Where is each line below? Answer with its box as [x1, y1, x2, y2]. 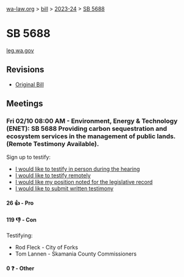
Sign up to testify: [6, 153, 51, 161]
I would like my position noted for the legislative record [15, 179, 153, 186]
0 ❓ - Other [6, 264, 35, 271]
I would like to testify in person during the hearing [15, 165, 140, 173]
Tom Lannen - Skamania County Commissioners [15, 250, 137, 257]
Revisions [6, 64, 44, 75]
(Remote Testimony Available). [6, 140, 99, 149]
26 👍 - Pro [6, 199, 34, 207]
